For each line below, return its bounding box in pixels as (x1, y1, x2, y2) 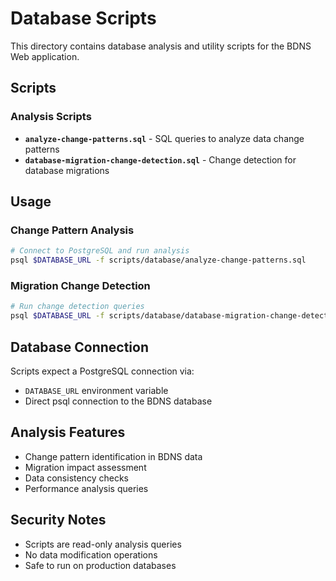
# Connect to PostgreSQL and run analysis (10, 246, 190, 256)
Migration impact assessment (24, 461, 147, 473)
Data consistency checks (24, 472, 129, 484)
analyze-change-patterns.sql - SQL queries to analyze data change (24, 132, 305, 144)
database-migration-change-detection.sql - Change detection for (24, 153, 297, 166)
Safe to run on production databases (24, 559, 177, 571)
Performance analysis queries (24, 482, 149, 494)
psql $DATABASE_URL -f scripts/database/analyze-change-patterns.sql (10, 255, 307, 266)
